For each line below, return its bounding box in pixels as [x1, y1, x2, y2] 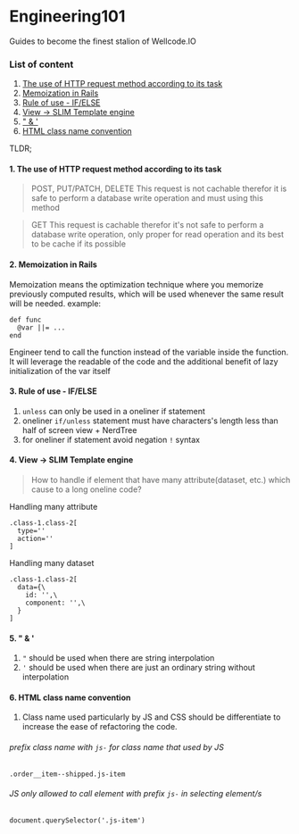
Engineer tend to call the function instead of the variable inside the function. [9, 346, 289, 357]
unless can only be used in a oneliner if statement [21, 405, 205, 416]
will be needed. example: [9, 297, 101, 309]
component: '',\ [25, 598, 87, 608]
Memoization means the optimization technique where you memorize [9, 279, 264, 289]
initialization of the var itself [9, 365, 112, 376]
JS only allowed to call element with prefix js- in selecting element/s [9, 788, 262, 799]
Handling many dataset [9, 558, 95, 569]
